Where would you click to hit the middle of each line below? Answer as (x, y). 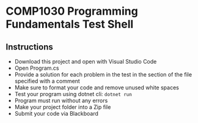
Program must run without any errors (61, 100)
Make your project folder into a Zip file (63, 107)
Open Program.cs (37, 68)
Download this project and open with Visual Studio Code (86, 61)
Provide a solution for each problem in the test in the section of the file (103, 74)
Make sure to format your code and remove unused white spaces (97, 88)
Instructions (29, 47)
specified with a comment (47, 81)
